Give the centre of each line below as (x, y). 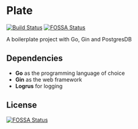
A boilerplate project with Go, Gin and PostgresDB (69, 39)
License (22, 105)
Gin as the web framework (49, 79)
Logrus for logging (39, 86)
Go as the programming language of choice (70, 73)
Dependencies (34, 58)
